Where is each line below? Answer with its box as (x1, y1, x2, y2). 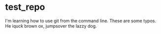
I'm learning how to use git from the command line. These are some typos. (5, 18, 157, 24)
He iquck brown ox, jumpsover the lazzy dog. (5, 23, 97, 29)
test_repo (5, 1, 45, 13)
